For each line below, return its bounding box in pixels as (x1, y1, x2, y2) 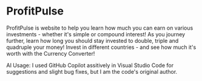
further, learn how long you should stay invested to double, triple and (6, 37, 179, 44)
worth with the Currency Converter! (6, 50, 95, 57)
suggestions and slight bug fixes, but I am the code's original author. (6, 68, 178, 75)
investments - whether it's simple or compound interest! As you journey (6, 30, 186, 37)
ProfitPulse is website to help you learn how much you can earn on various (6, 24, 194, 31)
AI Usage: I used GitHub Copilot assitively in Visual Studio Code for (6, 62, 174, 69)
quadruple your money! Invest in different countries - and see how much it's (6, 44, 197, 51)
